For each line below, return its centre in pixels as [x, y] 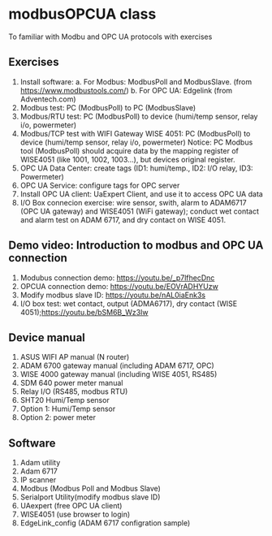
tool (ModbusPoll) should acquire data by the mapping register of [130, 150]
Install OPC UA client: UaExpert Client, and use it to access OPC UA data [142, 194]
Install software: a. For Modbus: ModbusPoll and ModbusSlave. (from [136, 81]
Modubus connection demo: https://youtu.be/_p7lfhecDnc [117, 278]
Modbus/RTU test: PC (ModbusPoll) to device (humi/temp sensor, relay [139, 116]
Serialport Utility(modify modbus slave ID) [90, 497]
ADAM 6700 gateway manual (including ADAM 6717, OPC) [117, 365]
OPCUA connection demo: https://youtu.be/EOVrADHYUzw [119, 286]
